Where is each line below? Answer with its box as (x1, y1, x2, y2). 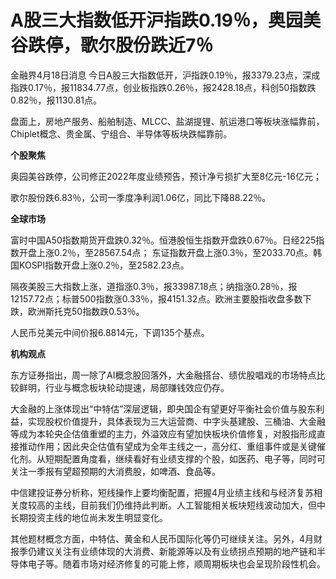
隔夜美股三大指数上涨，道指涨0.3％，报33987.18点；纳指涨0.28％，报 (10, 280, 298, 292)
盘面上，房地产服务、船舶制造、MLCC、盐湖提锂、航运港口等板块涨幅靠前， (10, 115, 325, 127)
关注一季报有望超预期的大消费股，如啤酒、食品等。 (10, 465, 221, 477)
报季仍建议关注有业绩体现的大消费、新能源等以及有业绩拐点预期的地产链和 (10, 545, 317, 557)
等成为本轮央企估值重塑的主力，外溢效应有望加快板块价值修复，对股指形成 (10, 427, 317, 440)
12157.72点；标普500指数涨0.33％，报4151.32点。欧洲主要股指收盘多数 (10, 292, 303, 305)
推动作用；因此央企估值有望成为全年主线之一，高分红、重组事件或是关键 (18, 440, 317, 452)
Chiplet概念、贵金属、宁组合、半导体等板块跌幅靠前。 (10, 127, 233, 140)
